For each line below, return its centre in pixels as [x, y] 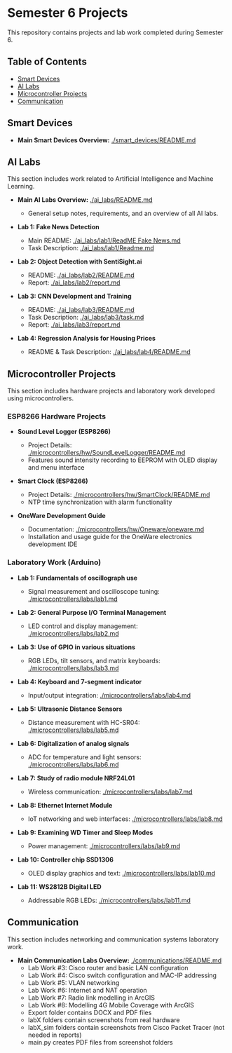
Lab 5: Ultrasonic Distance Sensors [70, 709]
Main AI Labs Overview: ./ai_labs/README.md [85, 200]
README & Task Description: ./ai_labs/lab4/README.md [109, 352]
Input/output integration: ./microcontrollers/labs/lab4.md [109, 695]
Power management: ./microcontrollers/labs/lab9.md [104, 845]
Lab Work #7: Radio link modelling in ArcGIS [91, 998]
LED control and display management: [83, 626]
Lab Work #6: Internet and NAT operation [87, 990]
